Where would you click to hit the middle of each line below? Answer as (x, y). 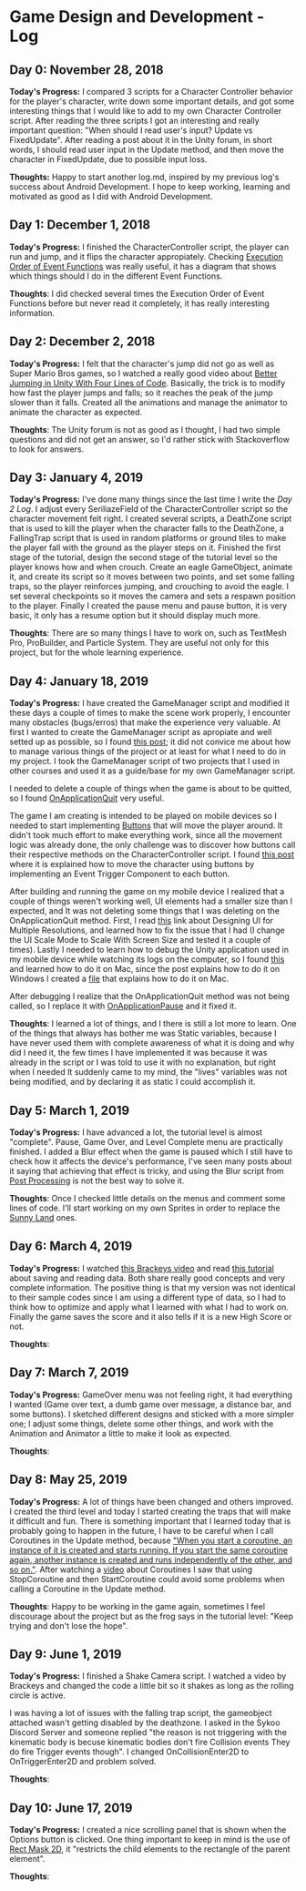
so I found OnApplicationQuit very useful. (87, 798)
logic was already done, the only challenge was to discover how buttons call (153, 845)
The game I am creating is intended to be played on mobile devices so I (143, 816)
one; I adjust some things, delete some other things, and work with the (142, 1424)
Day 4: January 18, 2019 (79, 681)
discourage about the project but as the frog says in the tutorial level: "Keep (152, 1616)
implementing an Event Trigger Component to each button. (120, 874)
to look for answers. (47, 449)
